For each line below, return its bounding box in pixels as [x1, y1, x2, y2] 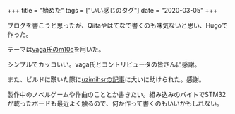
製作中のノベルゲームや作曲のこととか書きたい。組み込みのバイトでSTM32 [7, 91, 227, 98]
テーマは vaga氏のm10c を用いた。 [7, 45, 105, 53]
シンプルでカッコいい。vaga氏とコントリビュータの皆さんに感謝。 [7, 60, 201, 69]
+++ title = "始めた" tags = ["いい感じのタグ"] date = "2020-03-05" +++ [7, 6, 217, 14]
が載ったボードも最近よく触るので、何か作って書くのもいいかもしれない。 [7, 99, 224, 108]
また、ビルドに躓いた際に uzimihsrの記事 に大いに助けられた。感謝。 [7, 75, 205, 84]
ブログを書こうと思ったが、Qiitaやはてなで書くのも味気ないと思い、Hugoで [7, 21, 228, 30]
